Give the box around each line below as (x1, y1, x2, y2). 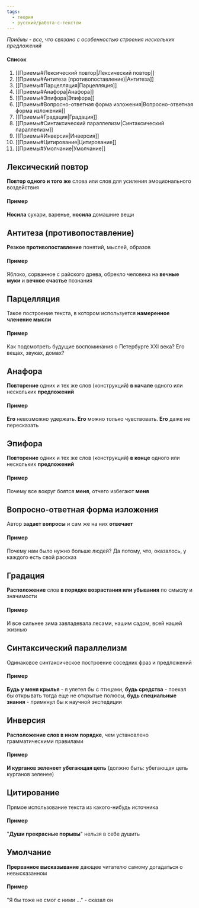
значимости (7, 593, 37, 600)
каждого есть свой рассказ (7, 553, 76, 561)
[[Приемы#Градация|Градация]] (15, 113, 97, 120)
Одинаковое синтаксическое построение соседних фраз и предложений (7, 659, 192, 666)
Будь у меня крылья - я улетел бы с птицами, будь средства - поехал (7, 685, 187, 693)
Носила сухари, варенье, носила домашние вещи (7, 211, 134, 218)
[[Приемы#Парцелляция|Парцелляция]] (15, 81, 117, 89)
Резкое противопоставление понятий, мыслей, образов (7, 244, 151, 251)
